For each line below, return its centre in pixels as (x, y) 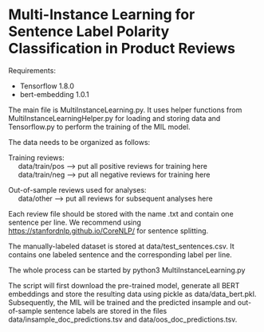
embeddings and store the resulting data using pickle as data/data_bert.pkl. (132, 294)
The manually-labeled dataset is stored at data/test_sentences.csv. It (122, 246)
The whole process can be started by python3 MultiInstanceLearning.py (127, 270)
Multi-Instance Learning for (102, 15)
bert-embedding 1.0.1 (54, 94)
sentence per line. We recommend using (75, 222)
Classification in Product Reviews (122, 49)
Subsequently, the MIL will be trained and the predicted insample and (122, 302)
